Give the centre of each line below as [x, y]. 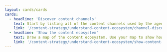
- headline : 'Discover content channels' [53, 19]
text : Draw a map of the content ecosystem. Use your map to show [84, 38]
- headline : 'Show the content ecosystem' [54, 33]
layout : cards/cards [26, 10]
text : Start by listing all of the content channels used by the [83, 24]
